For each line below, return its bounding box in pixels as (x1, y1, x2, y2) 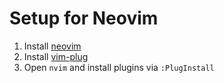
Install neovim (23, 40, 82, 52)
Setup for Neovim (9, 7, 159, 30)
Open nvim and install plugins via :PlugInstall (23, 61, 215, 73)
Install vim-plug (23, 50, 89, 62)
